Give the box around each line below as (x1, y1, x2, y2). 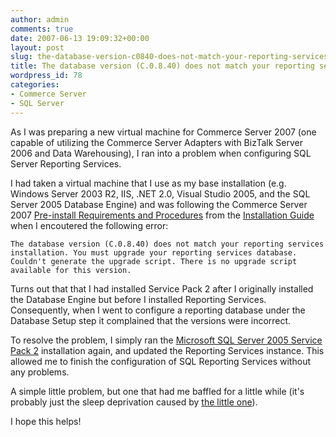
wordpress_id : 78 (10, 71, 83, 81)
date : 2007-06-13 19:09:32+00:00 (10, 33, 150, 43)
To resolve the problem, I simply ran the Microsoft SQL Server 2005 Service (10, 334, 323, 346)
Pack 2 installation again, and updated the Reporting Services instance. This (10, 344, 325, 356)
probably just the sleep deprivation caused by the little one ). (10, 396, 258, 408)
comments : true (10, 24, 74, 34)
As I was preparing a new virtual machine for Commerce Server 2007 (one (10, 126, 317, 138)
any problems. (10, 366, 70, 378)
